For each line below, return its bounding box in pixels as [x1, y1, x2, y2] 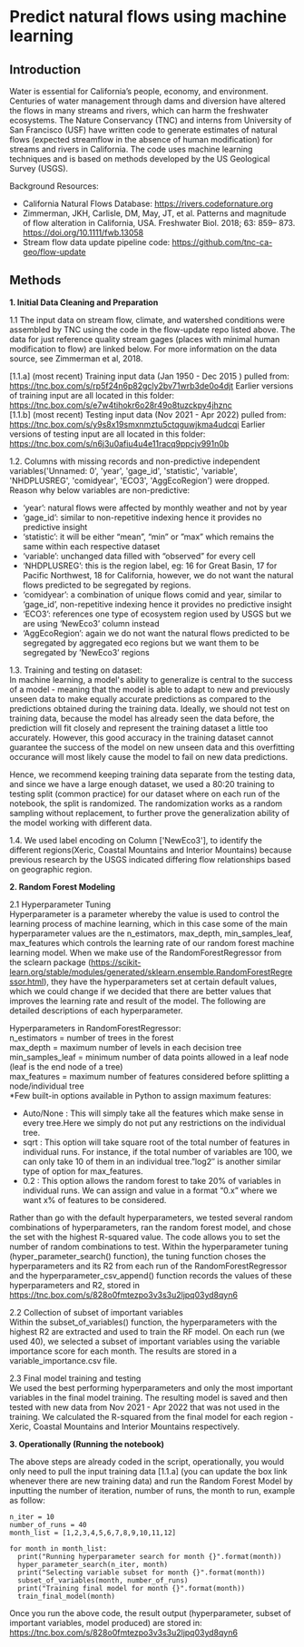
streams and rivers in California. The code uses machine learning [9, 143, 253, 154]
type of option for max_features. [22, 1165, 143, 1177]
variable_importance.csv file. [9, 1355, 118, 1366]
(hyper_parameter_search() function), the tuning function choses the [9, 1250, 266, 1261]
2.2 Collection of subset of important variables [9, 1307, 183, 1317]
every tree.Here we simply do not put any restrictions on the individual [22, 1117, 286, 1128]
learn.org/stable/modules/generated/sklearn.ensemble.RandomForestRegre [9, 966, 293, 977]
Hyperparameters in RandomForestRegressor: [9, 1022, 181, 1033]
